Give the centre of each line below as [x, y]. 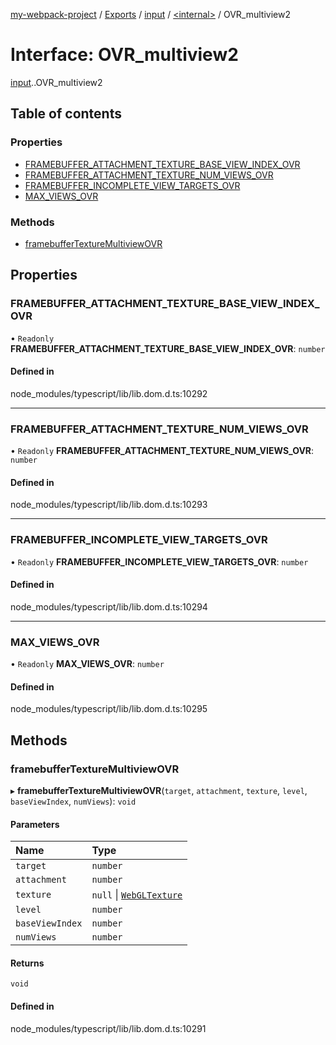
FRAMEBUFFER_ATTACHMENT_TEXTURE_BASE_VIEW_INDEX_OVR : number [168, 348]
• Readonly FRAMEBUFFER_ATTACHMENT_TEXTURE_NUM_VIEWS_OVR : [162, 451]
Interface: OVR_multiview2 [124, 55]
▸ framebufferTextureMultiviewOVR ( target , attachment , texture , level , [159, 790]
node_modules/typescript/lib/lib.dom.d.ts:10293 [109, 505]
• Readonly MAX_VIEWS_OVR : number [87, 664]
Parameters [35, 824]
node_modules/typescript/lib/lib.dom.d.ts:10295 [109, 709]
